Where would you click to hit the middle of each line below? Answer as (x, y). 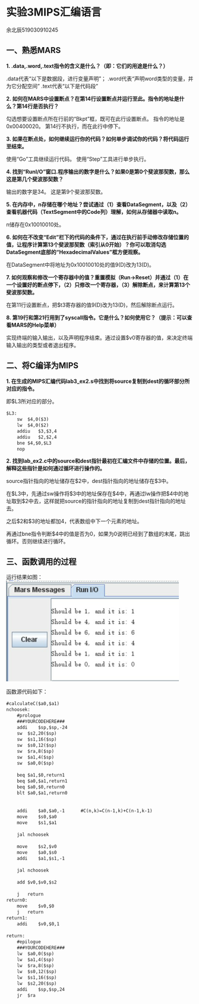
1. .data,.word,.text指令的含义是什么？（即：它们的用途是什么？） (87, 66)
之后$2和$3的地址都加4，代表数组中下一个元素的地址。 (74, 521)
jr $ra (26, 996)
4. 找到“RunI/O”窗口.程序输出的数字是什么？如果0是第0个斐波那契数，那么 (98, 172)
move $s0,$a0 (37, 817)
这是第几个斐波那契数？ (35, 179)
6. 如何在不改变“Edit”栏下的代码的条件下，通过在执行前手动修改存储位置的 (97, 237)
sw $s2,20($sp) (37, 734)
